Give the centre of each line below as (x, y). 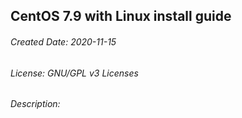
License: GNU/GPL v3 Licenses (74, 73)
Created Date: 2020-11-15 (63, 41)
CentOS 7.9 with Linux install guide (121, 16)
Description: (35, 104)
